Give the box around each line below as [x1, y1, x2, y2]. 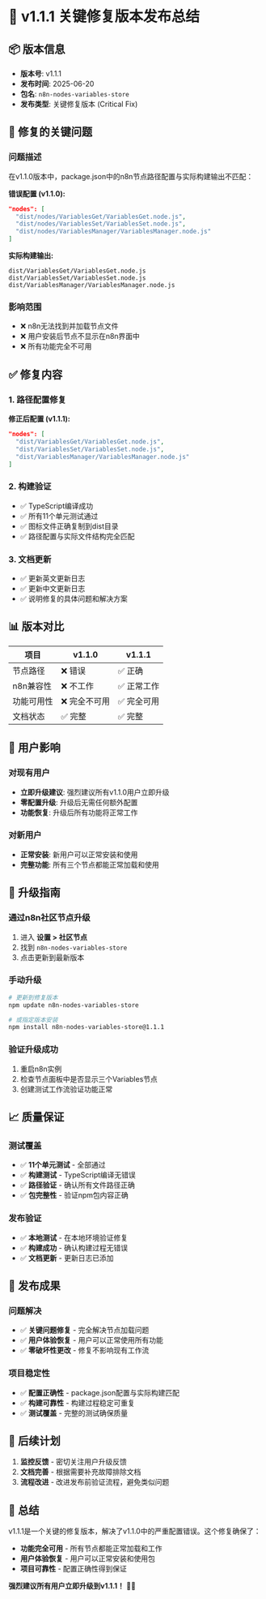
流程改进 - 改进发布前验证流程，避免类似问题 [19, 1477, 170, 1487]
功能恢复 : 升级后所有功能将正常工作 [19, 808, 138, 817]
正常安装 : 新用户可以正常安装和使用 [19, 849, 138, 860]
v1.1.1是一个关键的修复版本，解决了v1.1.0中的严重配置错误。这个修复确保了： [8, 1526, 261, 1537]
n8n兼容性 [12, 680, 53, 692]
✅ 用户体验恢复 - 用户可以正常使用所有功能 [19, 1335, 163, 1345]
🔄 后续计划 [8, 1434, 61, 1447]
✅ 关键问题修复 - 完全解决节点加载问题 [19, 1325, 150, 1335]
